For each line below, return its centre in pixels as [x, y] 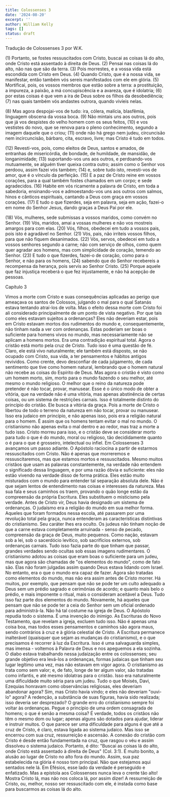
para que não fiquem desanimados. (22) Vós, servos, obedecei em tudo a [82, 239]
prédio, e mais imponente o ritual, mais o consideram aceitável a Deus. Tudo [85, 594]
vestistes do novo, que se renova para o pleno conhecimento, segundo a [81, 127]
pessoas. [15, 277]
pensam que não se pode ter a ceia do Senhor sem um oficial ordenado [80, 605]
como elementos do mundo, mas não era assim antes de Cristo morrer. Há [83, 578]
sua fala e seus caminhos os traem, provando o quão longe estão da [77, 491]
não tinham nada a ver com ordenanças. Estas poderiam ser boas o [76, 329]
